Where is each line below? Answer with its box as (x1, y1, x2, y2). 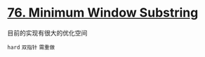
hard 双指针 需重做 (7, 44, 55, 51)
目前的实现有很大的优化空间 (7, 28, 88, 37)
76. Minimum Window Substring (7, 5, 199, 21)
